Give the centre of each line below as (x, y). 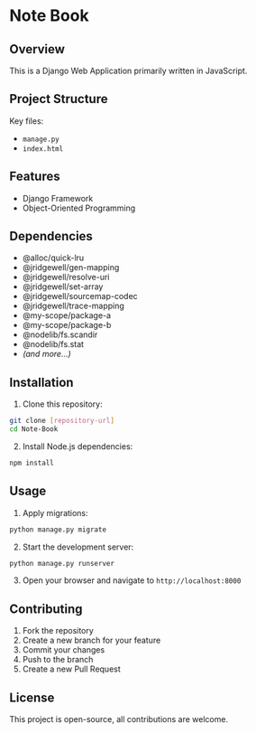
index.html (43, 149)
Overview (37, 49)
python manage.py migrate (58, 530)
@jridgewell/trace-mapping (73, 306)
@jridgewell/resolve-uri (66, 277)
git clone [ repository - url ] (62, 421)
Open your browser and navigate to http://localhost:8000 (132, 580)
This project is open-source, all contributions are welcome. (119, 719)
